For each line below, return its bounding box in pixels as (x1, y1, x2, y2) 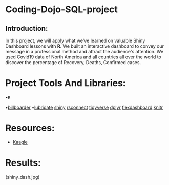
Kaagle (12, 139, 28, 145)
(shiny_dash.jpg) (5, 174, 40, 180)
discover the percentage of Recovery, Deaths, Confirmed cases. (5, 59, 141, 65)
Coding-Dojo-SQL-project (5, 4, 118, 15)
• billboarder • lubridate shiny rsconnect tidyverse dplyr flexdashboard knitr (5, 104, 163, 110)
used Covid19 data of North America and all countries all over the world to (5, 54, 161, 60)
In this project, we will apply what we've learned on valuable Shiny (5, 37, 145, 44)
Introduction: (5, 24, 48, 33)
